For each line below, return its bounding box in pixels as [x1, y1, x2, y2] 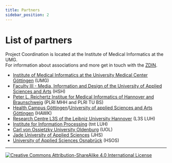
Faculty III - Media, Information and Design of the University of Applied [12, 83, 162, 89]
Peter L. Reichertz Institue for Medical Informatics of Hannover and [12, 94, 155, 100]
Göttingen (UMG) [12, 77, 50, 84]
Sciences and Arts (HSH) [12, 88, 66, 95]
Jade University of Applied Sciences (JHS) [12, 132, 103, 138]
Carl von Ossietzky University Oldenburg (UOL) [12, 127, 113, 133]
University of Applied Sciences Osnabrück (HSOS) [12, 137, 119, 144]
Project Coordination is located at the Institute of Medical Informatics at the [5, 51, 164, 57]
